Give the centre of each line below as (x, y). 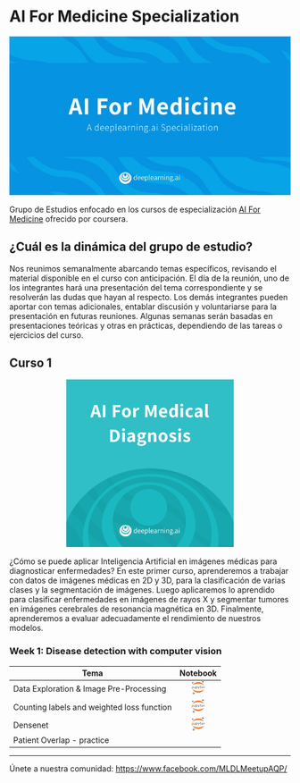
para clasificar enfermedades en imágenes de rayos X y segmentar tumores (149, 600)
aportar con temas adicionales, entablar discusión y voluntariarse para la (143, 307)
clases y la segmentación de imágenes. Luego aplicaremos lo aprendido (142, 590)
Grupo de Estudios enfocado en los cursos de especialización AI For (135, 209)
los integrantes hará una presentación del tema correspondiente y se (136, 287)
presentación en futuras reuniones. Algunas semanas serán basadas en (141, 316)
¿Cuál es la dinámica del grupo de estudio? (131, 247)
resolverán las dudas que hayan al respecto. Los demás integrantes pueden (149, 297)
